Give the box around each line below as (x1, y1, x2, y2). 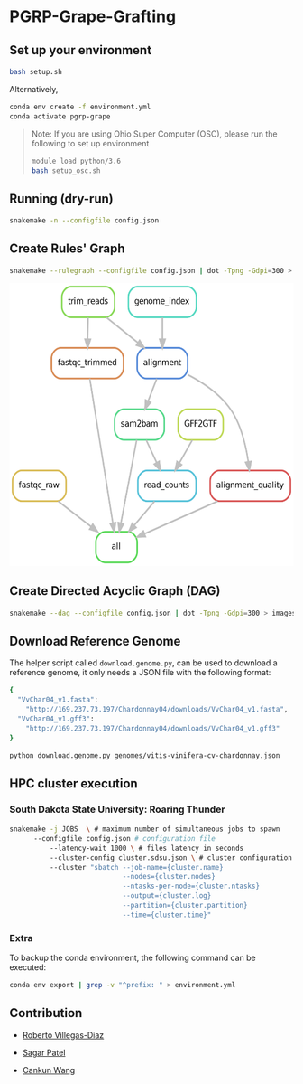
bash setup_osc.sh (31, 165, 101, 175)
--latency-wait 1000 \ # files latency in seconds (49, 844, 244, 853)
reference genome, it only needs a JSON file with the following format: (9, 667, 271, 678)
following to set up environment (31, 137, 150, 148)
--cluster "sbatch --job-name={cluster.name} (49, 862, 224, 872)
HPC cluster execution (9, 776, 138, 791)
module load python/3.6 (31, 156, 122, 165)
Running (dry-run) (9, 191, 115, 206)
